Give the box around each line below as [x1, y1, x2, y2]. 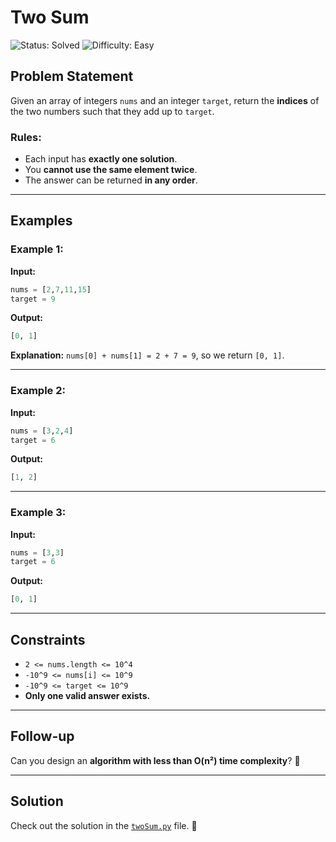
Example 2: [10, 384, 66, 398]
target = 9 [10, 294, 56, 304]
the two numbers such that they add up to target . [10, 105, 215, 117]
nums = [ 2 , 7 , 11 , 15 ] [10, 284, 92, 295]
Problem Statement [10, 68, 134, 85]
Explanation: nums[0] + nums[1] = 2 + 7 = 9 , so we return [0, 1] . [10, 349, 285, 361]
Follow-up [10, 728, 75, 745]
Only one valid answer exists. [24, 690, 151, 702]
